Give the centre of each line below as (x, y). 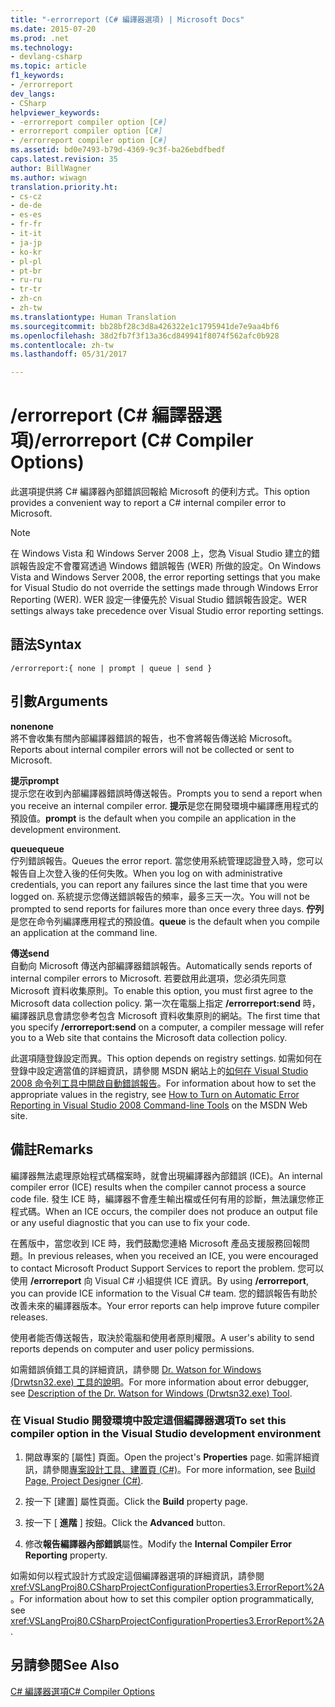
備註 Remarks (52, 1149)
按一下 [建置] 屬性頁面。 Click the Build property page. (136, 1501)
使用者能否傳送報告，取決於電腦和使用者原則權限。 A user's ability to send (162, 1337)
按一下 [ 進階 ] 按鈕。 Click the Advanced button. (125, 1522)
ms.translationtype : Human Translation (93, 317)
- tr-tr (26, 289)
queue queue (37, 848)
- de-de (26, 206)
